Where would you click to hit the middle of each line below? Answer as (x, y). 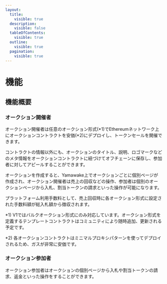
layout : (13, 10)
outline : (19, 42)
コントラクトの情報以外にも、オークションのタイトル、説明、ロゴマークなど (84, 152)
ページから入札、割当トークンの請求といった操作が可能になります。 (92, 188)
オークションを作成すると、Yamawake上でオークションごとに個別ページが (82, 175)
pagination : (22, 51)
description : (23, 24)
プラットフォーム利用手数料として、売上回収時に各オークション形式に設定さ (83, 198)
